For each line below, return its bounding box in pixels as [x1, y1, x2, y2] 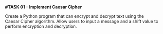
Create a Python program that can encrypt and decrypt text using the [5, 13, 144, 19]
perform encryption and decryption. [5, 23, 77, 29]
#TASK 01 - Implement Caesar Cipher [5, 4, 82, 10]
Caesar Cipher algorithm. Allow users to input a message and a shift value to [5, 19, 159, 24]
